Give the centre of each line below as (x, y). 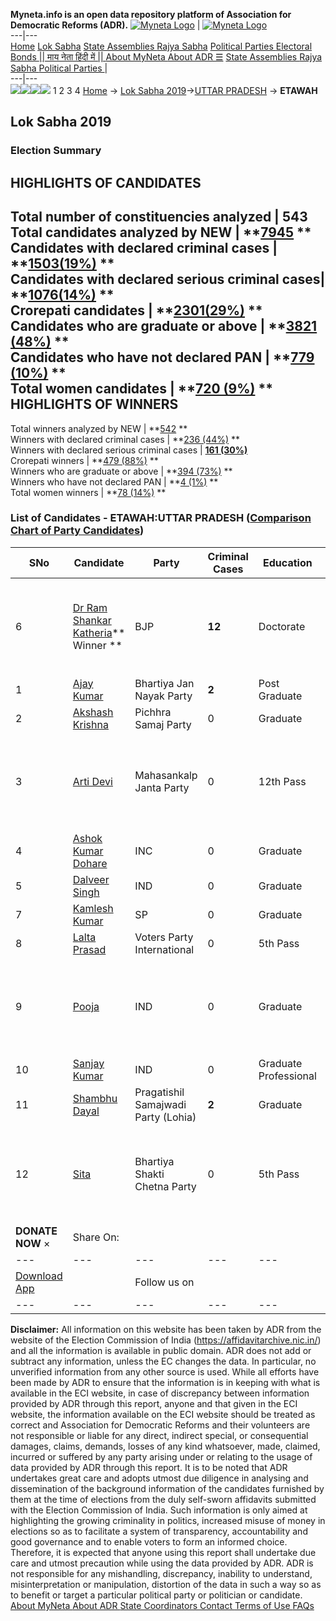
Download (39, 1276)
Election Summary (56, 151)
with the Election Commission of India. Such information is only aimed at (159, 1510)
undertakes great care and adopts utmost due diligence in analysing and (159, 1478)
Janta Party (162, 787)
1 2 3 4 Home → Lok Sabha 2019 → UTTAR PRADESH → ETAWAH (185, 90)
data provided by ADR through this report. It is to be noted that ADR (149, 1467)
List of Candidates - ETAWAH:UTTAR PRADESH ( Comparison (161, 518)
